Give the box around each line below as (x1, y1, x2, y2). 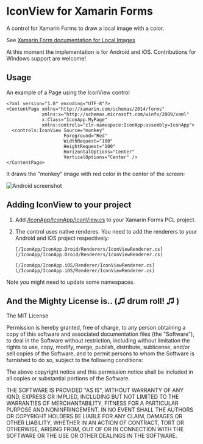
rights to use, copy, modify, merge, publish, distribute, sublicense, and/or (6, 344, 190, 351)
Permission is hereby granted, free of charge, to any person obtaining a (6, 324, 186, 331)
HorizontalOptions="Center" (63, 149, 135, 155)
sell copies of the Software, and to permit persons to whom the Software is (6, 350, 195, 357)
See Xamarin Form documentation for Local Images (6, 36, 135, 43)
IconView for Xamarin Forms (6, 4, 154, 18)
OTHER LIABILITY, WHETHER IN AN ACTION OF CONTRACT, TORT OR (6, 419, 184, 426)
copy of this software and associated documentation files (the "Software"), (6, 330, 195, 338)
